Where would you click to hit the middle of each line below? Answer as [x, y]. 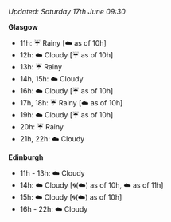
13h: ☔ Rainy [41, 67]
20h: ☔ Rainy [41, 127]
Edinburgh [26, 157]
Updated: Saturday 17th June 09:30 [67, 12]
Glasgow [23, 27]
